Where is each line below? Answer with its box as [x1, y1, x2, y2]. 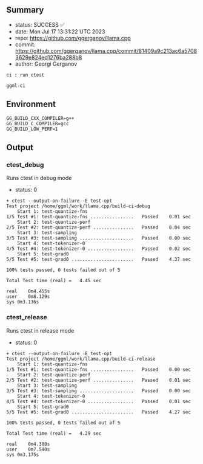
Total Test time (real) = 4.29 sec [6, 430, 102, 437]
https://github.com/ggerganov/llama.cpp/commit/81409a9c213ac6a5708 [15, 47, 198, 54]
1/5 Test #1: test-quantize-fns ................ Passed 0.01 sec [6, 214, 191, 220]
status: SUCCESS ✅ [15, 21, 65, 28]
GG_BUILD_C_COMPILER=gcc [6, 120, 69, 126]
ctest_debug [6, 161, 44, 169]
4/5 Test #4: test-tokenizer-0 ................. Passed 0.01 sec [6, 398, 191, 404]
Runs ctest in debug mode [6, 175, 72, 182]
